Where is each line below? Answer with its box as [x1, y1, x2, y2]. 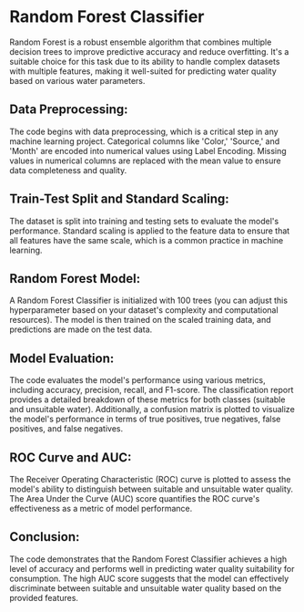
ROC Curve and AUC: [9, 450, 132, 465]
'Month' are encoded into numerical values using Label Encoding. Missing [9, 145, 287, 156]
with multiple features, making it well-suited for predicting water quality [9, 66, 278, 77]
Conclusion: [9, 529, 80, 545]
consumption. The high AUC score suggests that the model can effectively [9, 573, 289, 584]
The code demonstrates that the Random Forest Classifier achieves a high [9, 554, 288, 565]
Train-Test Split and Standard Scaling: [9, 192, 229, 207]
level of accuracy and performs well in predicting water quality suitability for [9, 563, 295, 574]
